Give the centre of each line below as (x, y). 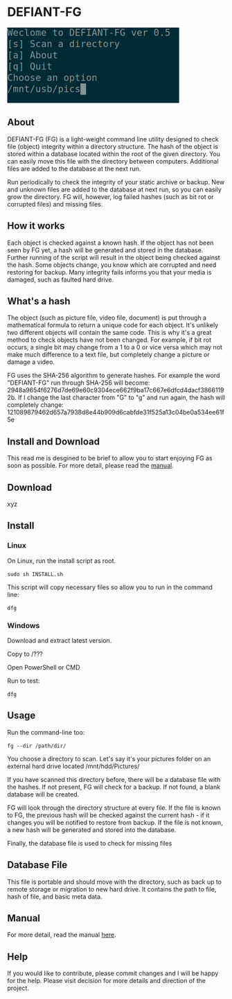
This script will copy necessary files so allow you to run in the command (110, 587)
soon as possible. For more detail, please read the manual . (91, 466)
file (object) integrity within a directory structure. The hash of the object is (113, 146)
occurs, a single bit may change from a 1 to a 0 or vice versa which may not (115, 347)
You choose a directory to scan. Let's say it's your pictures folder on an (109, 758)
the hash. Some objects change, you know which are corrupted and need (112, 265)
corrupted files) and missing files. (55, 204)
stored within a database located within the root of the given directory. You (114, 154)
